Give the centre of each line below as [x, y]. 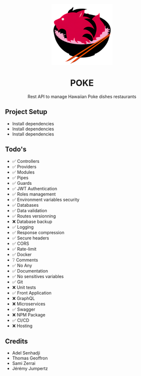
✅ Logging [23, 227]
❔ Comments [25, 260]
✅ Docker [22, 254]
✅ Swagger [24, 309]
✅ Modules [23, 172]
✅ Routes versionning [34, 216]
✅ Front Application [32, 293]
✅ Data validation [30, 210]
